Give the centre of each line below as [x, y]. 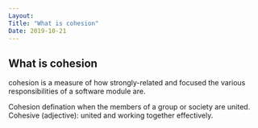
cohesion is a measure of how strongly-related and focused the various [127, 83]
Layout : [21, 16]
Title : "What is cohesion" [54, 23]
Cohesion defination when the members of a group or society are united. [129, 107]
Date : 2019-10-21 [37, 31]
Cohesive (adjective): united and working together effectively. [111, 116]
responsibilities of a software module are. [77, 91]
